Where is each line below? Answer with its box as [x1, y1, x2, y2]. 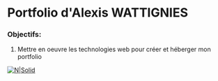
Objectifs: [7, 30, 42, 39]
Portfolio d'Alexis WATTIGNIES [7, 5, 189, 21]
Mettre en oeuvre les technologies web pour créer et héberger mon [17, 45, 211, 53]
